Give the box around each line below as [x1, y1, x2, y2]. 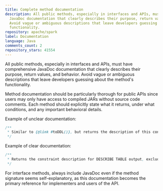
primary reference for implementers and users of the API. [5, 180, 120, 186]
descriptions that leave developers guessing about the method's [5, 76, 134, 82]
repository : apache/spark [5, 30, 57, 34]
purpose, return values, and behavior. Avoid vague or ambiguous [5, 71, 135, 77]
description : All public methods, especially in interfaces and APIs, [5, 12, 151, 16]
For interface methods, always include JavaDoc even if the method [5, 170, 139, 176]
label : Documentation [5, 34, 49, 39]
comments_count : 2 [5, 43, 42, 48]
